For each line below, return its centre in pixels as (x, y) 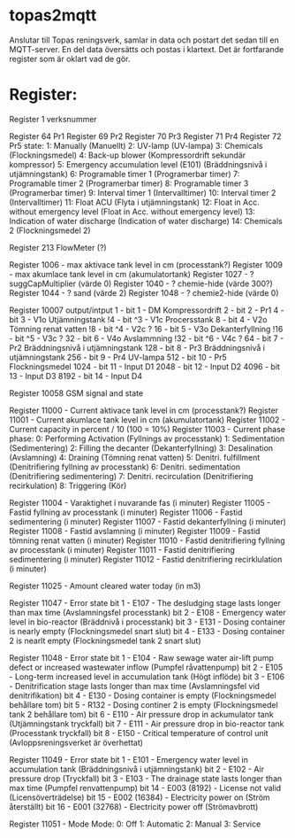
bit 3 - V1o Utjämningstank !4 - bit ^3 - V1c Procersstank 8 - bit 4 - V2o (138, 319)
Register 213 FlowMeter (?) (58, 247)
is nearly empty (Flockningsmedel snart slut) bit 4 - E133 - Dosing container (147, 631)
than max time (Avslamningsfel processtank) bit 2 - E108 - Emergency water (148, 612)
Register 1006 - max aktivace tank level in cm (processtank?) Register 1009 (146, 264)
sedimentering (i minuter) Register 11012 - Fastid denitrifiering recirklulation (146, 559)
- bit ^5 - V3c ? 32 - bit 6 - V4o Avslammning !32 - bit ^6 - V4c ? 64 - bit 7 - (147, 338)
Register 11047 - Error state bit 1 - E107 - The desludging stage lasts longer (145, 602)
